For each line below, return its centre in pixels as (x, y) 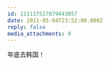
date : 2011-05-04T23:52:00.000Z (55, 20)
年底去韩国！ (26, 54)
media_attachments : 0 (39, 34)
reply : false (27, 27)
